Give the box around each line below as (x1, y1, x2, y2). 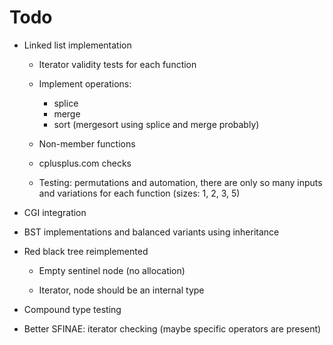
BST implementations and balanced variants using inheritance (23, 226, 280, 238)
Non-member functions (38, 137, 136, 150)
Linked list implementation (23, 39, 132, 51)
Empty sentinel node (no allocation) (38, 264, 186, 276)
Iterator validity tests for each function (38, 58, 197, 70)
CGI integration (23, 206, 87, 218)
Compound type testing (23, 303, 122, 315)
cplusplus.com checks (38, 157, 132, 169)
